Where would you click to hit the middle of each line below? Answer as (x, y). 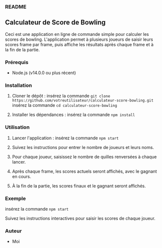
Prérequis (17, 62)
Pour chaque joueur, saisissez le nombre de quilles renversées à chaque (84, 157)
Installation (19, 85)
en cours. (22, 176)
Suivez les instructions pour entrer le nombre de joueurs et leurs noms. (83, 147)
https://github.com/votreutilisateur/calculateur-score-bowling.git (83, 100)
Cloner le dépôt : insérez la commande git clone (61, 96)
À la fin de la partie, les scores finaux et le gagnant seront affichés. (79, 186)
